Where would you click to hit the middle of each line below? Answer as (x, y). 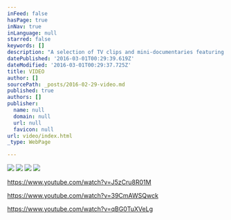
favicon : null (34, 129)
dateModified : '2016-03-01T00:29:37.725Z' (69, 65)
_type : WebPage (29, 143)
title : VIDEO (26, 71)
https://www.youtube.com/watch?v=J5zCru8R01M (79, 182)
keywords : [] (26, 46)
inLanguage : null (32, 33)
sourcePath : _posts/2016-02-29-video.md (66, 84)
